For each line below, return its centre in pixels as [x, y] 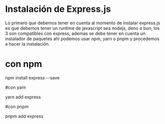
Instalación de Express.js [58, 9]
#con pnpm [17, 106]
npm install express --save [32, 77]
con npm [24, 64]
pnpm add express [24, 116]
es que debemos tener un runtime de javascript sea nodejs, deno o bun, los [82, 28]
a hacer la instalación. [28, 44]
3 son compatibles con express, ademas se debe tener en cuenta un [75, 33]
